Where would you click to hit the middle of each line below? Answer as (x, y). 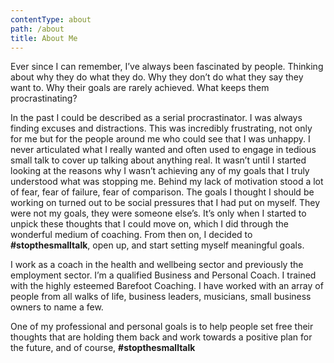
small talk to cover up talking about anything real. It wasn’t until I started (158, 160)
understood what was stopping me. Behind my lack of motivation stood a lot (167, 182)
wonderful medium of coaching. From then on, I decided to (131, 235)
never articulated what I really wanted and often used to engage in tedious (163, 150)
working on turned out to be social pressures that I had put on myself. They (165, 203)
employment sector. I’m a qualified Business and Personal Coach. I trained (163, 275)
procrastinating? (44, 98)
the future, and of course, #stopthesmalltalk (103, 348)
